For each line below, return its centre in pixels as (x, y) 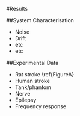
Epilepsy (26, 100)
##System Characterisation (40, 20)
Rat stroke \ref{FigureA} (45, 74)
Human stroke (32, 81)
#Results (17, 9)
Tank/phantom (33, 87)
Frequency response (41, 106)
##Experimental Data (32, 63)
